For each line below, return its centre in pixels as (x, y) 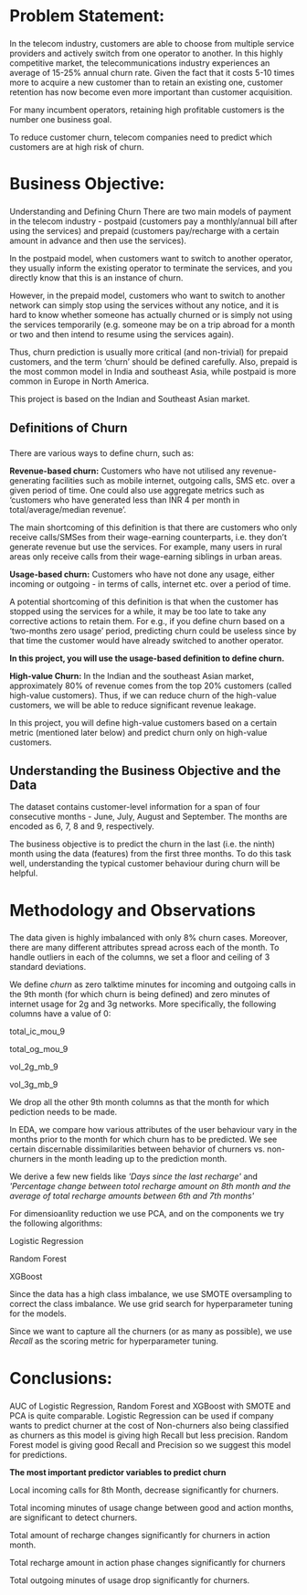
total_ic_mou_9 (37, 1031)
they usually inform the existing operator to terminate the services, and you (151, 268)
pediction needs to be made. (64, 1112)
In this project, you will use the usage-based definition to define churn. (147, 658)
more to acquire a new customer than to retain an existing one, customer (146, 82)
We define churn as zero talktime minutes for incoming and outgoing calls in (153, 984)
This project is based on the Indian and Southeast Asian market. (130, 399)
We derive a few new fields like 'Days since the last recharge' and (134, 1176)
